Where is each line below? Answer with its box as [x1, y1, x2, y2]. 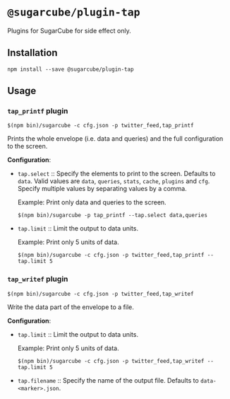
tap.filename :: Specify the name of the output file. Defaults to [17, 376, 199, 384]
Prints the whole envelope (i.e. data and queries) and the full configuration [7, 134, 224, 143]
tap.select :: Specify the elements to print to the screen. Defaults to [17, 169, 216, 178]
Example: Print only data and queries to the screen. [17, 198, 167, 207]
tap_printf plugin [7, 106, 68, 116]
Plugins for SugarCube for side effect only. [7, 26, 132, 35]
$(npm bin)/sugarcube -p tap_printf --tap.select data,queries [17, 212, 208, 219]
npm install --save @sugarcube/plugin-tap [7, 66, 134, 73]
